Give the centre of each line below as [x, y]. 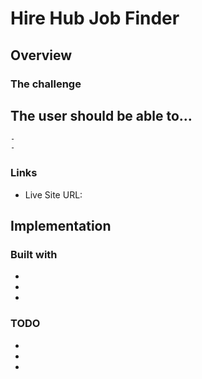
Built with [34, 254]
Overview [41, 55]
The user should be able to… [101, 115]
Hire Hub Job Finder [95, 18]
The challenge [46, 84]
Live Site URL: [53, 194]
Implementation [61, 226]
